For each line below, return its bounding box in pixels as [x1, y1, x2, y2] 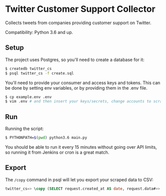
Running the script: [5, 126, 44, 131]
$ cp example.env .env [5, 95, 52, 99]
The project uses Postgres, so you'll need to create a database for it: [5, 57, 145, 63]
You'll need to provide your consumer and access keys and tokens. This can [5, 80, 161, 86]
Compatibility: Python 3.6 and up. [5, 29, 73, 35]
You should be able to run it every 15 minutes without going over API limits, [5, 144, 157, 150]
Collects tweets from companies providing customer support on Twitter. [5, 20, 152, 26]
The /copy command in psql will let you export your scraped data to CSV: [5, 176, 154, 183]
